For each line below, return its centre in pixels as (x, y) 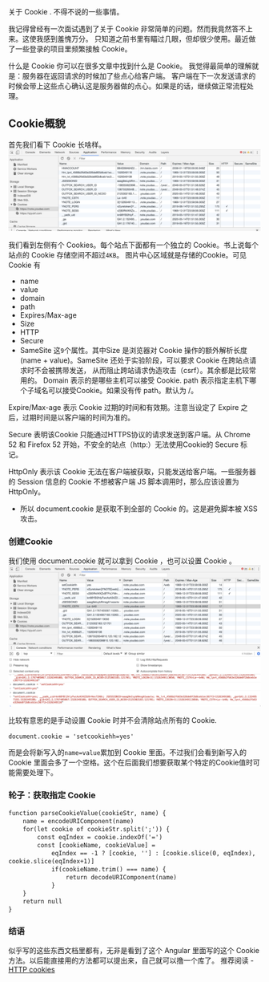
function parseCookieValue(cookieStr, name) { (87, 814)
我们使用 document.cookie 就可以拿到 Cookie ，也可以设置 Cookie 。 (122, 561)
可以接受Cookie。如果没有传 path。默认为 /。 (123, 391)
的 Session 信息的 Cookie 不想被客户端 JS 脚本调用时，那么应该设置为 (124, 482)
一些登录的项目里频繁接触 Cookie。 (73, 49)
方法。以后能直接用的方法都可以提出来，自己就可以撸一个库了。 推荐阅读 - (131, 960)
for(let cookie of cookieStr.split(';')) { (96, 830)
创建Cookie (31, 542)
